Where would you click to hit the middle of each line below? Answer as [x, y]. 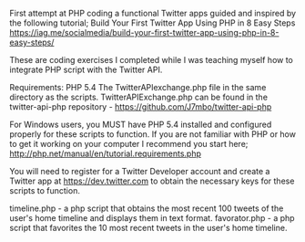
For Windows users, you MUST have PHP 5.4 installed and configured [141, 124]
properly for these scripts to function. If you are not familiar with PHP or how [152, 134]
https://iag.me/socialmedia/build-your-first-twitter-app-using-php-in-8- [144, 32]
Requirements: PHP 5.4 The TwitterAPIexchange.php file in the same [138, 87]
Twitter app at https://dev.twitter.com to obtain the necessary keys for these [152, 181]
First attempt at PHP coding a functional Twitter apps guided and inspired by [153, 13]
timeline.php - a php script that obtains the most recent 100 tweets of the [147, 208]
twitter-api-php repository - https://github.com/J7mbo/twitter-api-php [141, 107]
